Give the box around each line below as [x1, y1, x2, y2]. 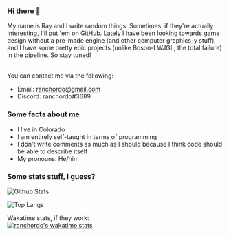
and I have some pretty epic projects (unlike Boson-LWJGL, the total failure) [7, 44, 222, 52]
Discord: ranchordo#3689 [17, 92, 91, 100]
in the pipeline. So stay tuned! [7, 51, 91, 59]
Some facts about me [7, 109, 80, 119]
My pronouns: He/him [17, 154, 79, 162]
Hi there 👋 [7, 6, 41, 16]
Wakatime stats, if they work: [7, 213, 89, 222]
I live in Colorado [17, 125, 65, 133]
